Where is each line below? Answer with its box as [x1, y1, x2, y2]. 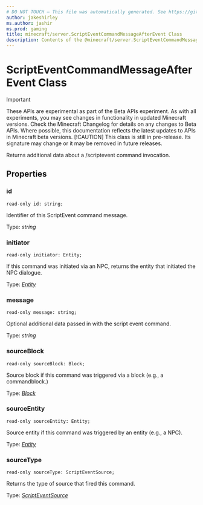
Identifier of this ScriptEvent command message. [6, 211, 128, 218]
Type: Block [6, 389, 36, 397]
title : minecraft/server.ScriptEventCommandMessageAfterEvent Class [6, 31, 182, 37]
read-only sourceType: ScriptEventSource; [6, 469, 115, 475]
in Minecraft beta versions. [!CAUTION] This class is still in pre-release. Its [6, 133, 192, 140]
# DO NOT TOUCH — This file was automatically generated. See [6, 8, 166, 15]
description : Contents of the [6, 37, 83, 43]
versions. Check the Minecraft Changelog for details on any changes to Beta [6, 120, 196, 128]
